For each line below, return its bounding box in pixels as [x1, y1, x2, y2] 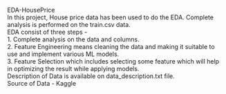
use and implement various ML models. [7, 50, 120, 58]
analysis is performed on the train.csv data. [7, 21, 131, 28]
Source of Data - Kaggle [7, 79, 77, 87]
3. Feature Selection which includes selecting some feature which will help [7, 57, 220, 65]
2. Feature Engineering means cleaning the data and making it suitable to [7, 43, 216, 50]
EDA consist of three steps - [7, 28, 88, 36]
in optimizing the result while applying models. [7, 65, 140, 73]
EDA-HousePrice [7, 6, 55, 14]
